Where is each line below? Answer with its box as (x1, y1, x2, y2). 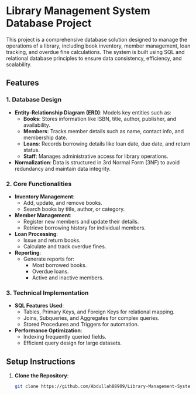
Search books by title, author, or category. (23, 205, 125, 212)
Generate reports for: (23, 255, 75, 262)
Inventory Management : (14, 193, 75, 200)
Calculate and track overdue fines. (23, 242, 106, 250)
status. (23, 146, 40, 153)
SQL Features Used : (14, 302, 64, 309)
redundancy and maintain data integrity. (14, 165, 111, 172)
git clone (14, 383, 39, 390)
